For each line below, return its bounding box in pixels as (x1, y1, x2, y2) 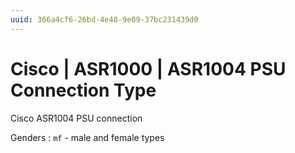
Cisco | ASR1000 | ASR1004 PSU (10, 57, 287, 80)
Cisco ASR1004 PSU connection (10, 112, 143, 124)
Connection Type (10, 79, 157, 101)
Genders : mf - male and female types (10, 131, 165, 143)
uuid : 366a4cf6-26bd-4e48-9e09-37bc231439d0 (10, 14, 199, 25)
